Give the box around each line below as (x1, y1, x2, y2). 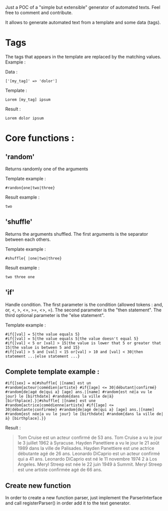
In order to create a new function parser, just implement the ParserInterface (5, 495, 162, 501)
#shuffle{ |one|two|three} (5, 255, 62, 261)
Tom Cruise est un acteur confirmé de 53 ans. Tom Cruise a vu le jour (17, 434, 162, 440)
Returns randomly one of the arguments (5, 166, 88, 172)
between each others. (5, 236, 51, 242)
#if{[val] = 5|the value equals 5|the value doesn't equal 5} (5, 336, 139, 341)
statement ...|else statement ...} (5, 354, 80, 359)
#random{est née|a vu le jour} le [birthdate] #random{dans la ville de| (5, 412, 164, 417)
